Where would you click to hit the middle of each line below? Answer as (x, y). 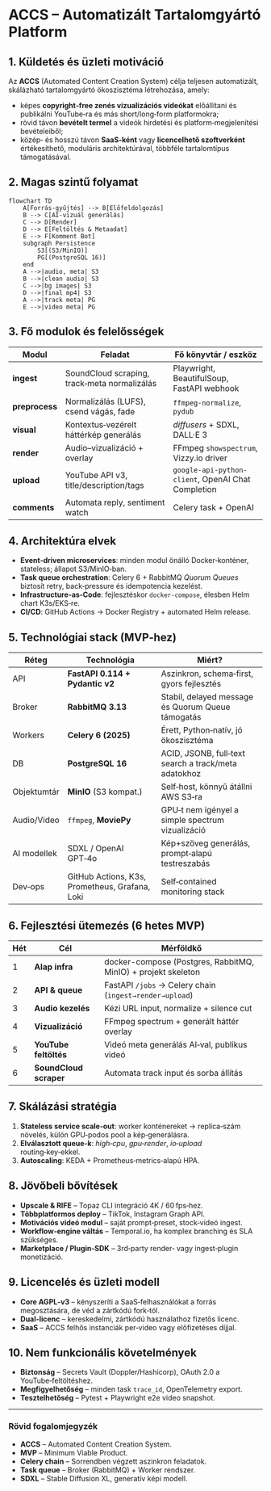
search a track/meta (199, 763)
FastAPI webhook (206, 388)
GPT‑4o (82, 859)
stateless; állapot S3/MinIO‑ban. (73, 569)
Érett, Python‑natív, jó (202, 730)
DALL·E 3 (190, 435)
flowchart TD (30, 201)
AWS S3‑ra (182, 797)
